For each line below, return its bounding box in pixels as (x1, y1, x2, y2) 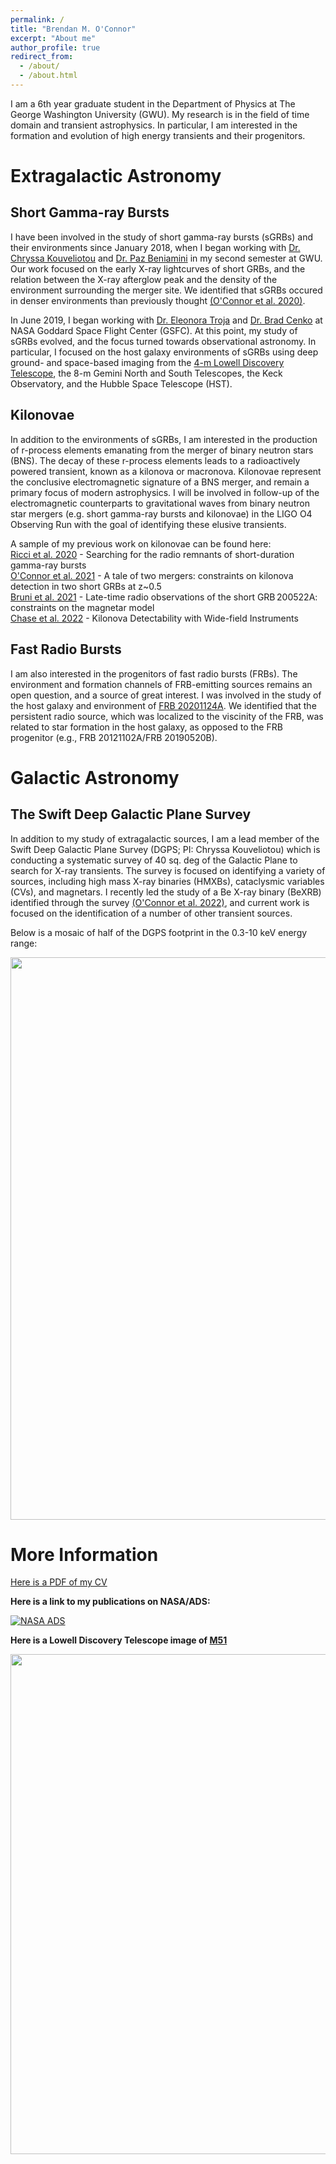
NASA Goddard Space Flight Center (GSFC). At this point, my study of (10, 324, 298, 336)
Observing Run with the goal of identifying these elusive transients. (10, 518, 287, 530)
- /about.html (19, 71, 78, 81)
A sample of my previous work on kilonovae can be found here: (10, 537, 272, 550)
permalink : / (10, 14, 65, 25)
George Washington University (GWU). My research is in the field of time (10, 108, 310, 120)
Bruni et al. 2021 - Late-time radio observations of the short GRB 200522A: (10, 591, 318, 603)
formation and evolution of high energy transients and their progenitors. (10, 129, 306, 141)
